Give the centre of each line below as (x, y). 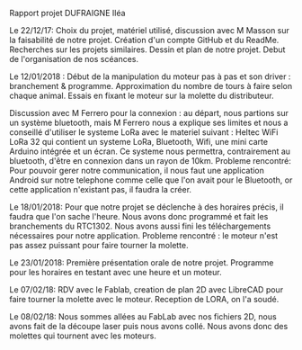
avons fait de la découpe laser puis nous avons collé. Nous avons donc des (149, 326)
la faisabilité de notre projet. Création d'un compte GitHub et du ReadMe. (144, 40)
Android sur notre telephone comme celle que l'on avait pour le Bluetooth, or (151, 180)
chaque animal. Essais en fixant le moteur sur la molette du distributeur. (142, 95)
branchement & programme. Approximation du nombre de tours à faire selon (151, 86)
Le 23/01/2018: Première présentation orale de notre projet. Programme (142, 263)
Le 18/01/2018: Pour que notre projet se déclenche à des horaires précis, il (147, 207)
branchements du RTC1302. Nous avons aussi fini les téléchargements (140, 226)
